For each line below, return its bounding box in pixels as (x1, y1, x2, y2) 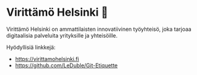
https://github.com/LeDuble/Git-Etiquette (15, 62, 118, 69)
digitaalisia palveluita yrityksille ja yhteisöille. (6, 31, 118, 39)
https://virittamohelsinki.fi (15, 55, 79, 62)
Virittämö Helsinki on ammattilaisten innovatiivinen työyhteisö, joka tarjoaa (6, 25, 192, 33)
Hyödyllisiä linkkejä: (6, 44, 56, 51)
